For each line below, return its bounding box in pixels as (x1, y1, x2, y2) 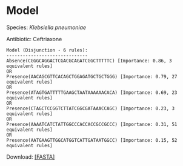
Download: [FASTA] (6, 153, 55, 161)
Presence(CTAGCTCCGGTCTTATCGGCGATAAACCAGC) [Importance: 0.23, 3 (6, 105, 175, 111)
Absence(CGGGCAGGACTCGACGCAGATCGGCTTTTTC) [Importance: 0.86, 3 (6, 58, 172, 64)
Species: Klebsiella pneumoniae (6, 24, 87, 31)
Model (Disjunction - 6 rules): (6, 47, 88, 53)
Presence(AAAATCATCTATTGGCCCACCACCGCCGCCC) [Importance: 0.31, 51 (6, 121, 178, 127)
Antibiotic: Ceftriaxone (6, 35, 62, 42)
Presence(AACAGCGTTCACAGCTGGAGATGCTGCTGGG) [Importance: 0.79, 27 (6, 73, 178, 79)
